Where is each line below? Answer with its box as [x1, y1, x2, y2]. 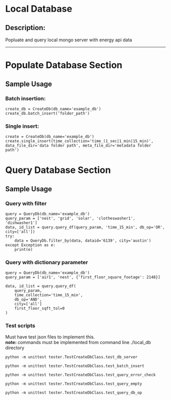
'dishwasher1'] [5, 220, 38, 225]
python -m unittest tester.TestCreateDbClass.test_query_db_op [5, 390, 142, 395]
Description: [5, 23, 46, 32]
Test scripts [5, 322, 36, 329]
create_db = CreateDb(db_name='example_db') [5, 106, 101, 111]
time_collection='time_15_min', [14, 293, 83, 298]
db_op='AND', [14, 297, 42, 302]
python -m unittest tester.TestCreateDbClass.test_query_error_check [5, 372, 156, 377]
